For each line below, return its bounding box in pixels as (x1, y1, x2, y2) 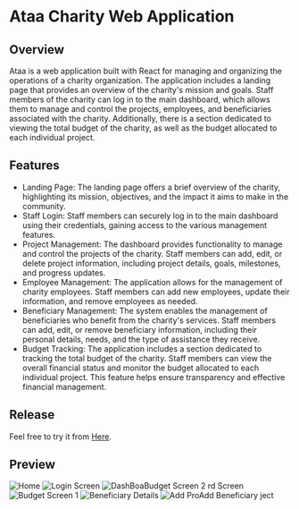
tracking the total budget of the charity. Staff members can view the (21, 352, 272, 363)
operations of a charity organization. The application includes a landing (9, 75, 271, 86)
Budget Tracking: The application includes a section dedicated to (21, 343, 262, 354)
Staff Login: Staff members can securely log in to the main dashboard (21, 210, 278, 221)
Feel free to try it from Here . (9, 431, 112, 442)
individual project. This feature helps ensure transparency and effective (21, 371, 286, 382)
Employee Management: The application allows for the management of (21, 276, 283, 287)
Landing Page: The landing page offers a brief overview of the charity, (21, 182, 281, 192)
